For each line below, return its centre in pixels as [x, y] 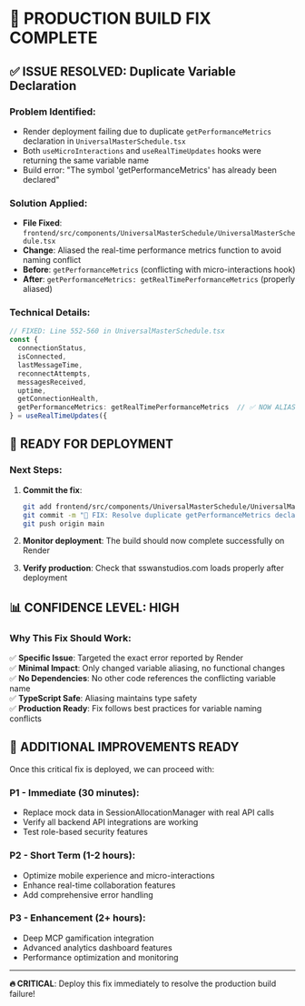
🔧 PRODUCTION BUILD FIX [110, 19]
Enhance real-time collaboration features [99, 885]
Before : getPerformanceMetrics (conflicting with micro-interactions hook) [159, 270]
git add [37, 507]
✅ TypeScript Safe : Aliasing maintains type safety [103, 699]
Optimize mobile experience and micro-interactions [118, 875]
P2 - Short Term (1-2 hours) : [73, 856]
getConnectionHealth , [59, 399]
